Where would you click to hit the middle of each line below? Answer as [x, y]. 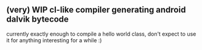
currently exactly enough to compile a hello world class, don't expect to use [101, 34]
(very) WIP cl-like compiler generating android [96, 10]
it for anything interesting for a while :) [54, 40]
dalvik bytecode [37, 20]
